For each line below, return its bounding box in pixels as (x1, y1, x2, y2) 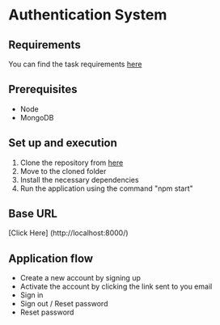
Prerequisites (8, 82, 78, 96)
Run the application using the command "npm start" (19, 184, 194, 193)
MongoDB (19, 112, 54, 122)
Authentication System (8, 6, 167, 24)
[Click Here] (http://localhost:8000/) (8, 228, 129, 238)
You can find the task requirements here (8, 59, 142, 69)
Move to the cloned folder (19, 166, 107, 175)
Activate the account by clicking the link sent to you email (19, 281, 213, 292)
